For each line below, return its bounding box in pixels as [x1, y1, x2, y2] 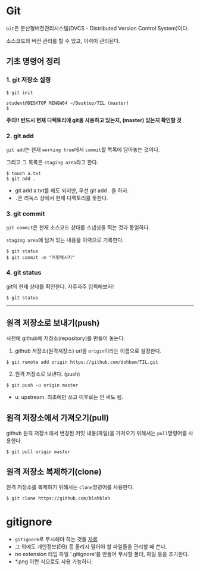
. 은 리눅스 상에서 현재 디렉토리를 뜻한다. [14, 194, 108, 201]
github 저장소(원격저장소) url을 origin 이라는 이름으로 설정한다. [14, 347, 162, 355]
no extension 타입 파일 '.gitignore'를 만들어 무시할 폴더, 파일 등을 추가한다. [14, 550, 189, 557]
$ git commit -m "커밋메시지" [6, 255, 75, 261]
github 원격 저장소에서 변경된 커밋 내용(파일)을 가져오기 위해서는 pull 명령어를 [6, 430, 187, 437]
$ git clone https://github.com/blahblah [6, 495, 111, 501]
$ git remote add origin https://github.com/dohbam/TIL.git [6, 359, 159, 366]
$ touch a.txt [6, 170, 42, 176]
